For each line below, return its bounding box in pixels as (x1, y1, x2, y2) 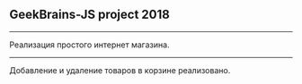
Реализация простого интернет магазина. (9, 39, 170, 50)
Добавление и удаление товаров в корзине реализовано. (9, 64, 231, 75)
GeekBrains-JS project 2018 (9, 7, 171, 22)
